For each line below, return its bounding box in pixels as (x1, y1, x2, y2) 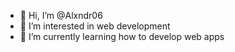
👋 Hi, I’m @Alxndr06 (19, 10, 103, 21)
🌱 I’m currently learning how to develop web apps (19, 31, 225, 42)
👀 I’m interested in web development (19, 20, 171, 32)
